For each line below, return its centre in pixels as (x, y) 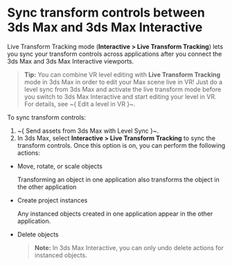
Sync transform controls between (106, 13)
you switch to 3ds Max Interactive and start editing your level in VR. (120, 96)
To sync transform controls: (47, 117)
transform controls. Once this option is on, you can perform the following (121, 145)
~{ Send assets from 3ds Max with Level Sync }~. (88, 131)
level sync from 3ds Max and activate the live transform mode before (123, 89)
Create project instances (52, 200)
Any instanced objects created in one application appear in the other (115, 213)
